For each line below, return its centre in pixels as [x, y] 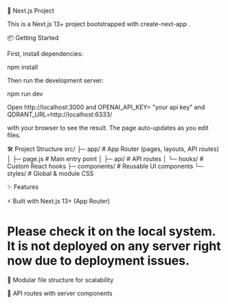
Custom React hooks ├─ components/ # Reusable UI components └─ [105, 166]
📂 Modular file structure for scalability [60, 280]
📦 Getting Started [33, 38]
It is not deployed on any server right [114, 246]
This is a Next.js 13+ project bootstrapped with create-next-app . [99, 24]
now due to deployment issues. [99, 261]
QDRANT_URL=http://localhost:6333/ [60, 114]
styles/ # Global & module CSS [50, 173]
